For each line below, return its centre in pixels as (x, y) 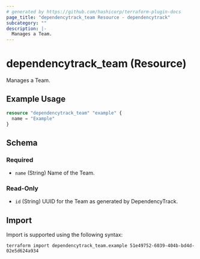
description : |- (26, 28)
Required (20, 159)
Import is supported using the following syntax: (65, 235)
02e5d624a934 (23, 251)
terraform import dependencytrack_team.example (67, 246)
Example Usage (36, 99)
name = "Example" (33, 118)
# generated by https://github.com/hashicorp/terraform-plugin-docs (94, 12)
